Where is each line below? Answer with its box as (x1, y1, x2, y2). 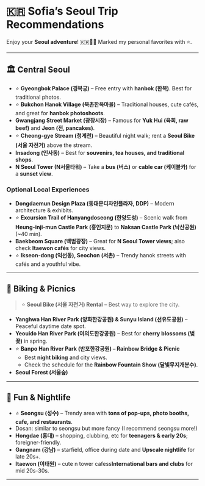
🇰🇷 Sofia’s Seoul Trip (6, 4, 119, 18)
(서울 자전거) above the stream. (15, 141, 93, 149)
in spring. (23, 337, 48, 345)
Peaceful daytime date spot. (15, 322, 87, 330)
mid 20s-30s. (15, 466, 49, 474)
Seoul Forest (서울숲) (15, 368, 68, 376)
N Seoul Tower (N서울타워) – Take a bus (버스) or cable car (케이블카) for (15, 163, 196, 170)
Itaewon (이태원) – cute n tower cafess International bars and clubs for (15, 460, 193, 467)
